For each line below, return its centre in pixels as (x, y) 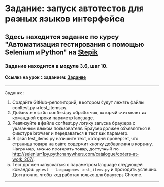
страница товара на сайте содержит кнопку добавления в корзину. (82, 144)
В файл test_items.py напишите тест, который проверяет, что (75, 138)
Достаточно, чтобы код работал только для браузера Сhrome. (77, 175)
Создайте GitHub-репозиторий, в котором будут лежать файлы (78, 102)
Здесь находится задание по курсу (62, 37)
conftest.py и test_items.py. (40, 107)
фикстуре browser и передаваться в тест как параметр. (70, 133)
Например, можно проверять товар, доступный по (65, 149)
